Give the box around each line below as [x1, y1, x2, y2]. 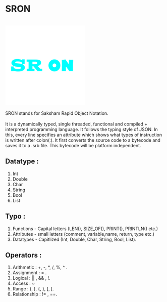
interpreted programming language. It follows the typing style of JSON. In [5, 126, 158, 132]
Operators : [5, 251, 42, 260]
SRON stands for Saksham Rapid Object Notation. [5, 110, 108, 116]
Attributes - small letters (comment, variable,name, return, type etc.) [12, 231, 155, 237]
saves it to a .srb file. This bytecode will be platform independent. [5, 142, 141, 148]
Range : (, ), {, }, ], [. [12, 286, 54, 292]
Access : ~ [12, 280, 35, 286]
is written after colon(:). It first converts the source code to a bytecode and [5, 137, 160, 143]
